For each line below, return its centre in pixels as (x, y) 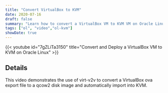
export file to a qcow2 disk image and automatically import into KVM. (76, 85)
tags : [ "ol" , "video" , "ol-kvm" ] (39, 28)
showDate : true (21, 33)
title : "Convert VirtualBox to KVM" (43, 10)
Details (16, 68)
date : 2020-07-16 (23, 14)
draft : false (19, 19)
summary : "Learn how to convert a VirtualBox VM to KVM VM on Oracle (79, 24)
